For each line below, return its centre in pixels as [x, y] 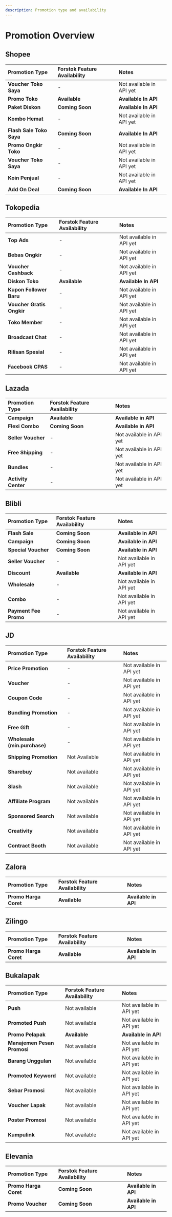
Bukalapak [23, 975]
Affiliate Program [29, 801]
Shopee [18, 54]
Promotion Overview [50, 35]
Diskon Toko [23, 282]
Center [17, 485]
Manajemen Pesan [31, 1043]
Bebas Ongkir [25, 255]
